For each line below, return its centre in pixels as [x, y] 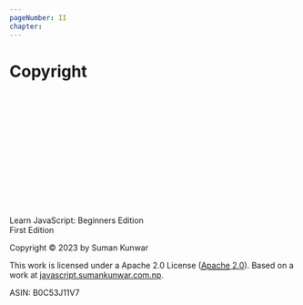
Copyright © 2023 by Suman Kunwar [79, 248]
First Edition [32, 230]
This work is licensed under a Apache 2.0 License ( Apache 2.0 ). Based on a [151, 266]
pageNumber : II [38, 18]
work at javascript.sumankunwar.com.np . [86, 275]
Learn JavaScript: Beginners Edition [76, 220]
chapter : [26, 26]
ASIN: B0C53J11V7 [45, 293]
